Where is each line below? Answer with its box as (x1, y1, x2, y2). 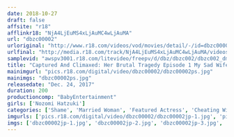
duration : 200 (7, 87, 49, 94)
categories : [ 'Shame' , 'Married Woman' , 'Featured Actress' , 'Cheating (7, 107, 219, 113)
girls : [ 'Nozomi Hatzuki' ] (7, 100, 86, 107)
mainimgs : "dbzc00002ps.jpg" (7, 74, 92, 82)
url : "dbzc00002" (7, 36, 58, 43)
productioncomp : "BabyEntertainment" (7, 94, 117, 101)
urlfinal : (7, 49, 36, 56)
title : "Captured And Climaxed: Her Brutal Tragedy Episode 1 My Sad (7, 62, 214, 68)
